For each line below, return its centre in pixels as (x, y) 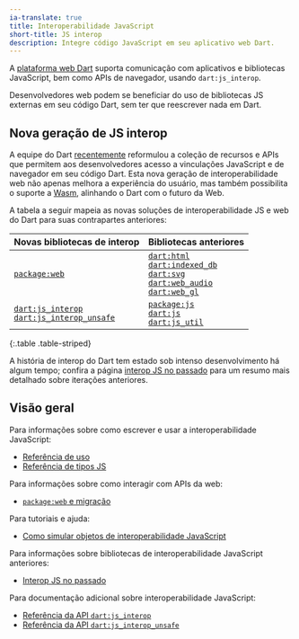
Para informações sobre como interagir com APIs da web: (116, 484)
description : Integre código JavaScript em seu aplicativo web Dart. (142, 43)
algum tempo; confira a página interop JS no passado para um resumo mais (149, 370)
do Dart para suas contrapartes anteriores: (88, 220)
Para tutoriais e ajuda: (50, 519)
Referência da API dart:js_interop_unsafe (101, 625)
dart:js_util (176, 323)
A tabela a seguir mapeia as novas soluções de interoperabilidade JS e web (149, 210)
